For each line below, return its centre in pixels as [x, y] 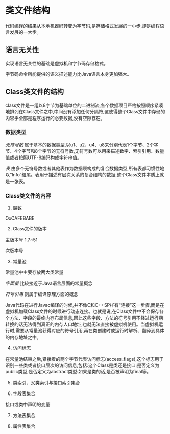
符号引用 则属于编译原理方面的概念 [42, 294]
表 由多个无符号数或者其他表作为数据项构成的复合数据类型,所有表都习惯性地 [85, 168]
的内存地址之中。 [23, 337]
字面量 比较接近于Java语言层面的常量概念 [49, 283]
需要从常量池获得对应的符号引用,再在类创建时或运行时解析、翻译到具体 [90, 331]
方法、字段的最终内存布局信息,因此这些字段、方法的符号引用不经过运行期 [86, 318]
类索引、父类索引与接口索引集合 [46, 383]
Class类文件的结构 [34, 92]
